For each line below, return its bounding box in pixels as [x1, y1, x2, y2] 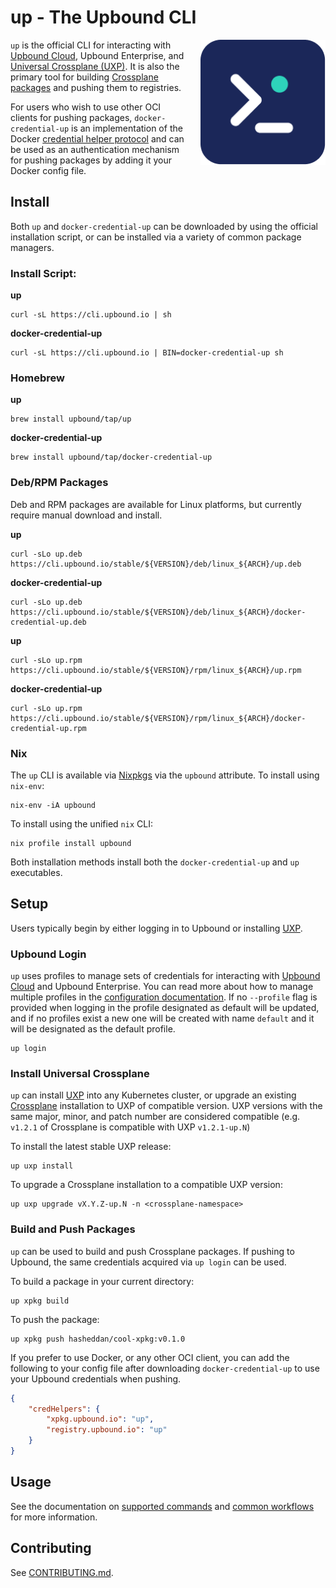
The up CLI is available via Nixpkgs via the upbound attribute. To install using [10, 769, 320, 781]
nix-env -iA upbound [10, 800, 97, 810]
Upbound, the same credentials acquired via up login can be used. [10, 1256, 287, 1268]
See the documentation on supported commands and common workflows [10, 1500, 315, 1512]
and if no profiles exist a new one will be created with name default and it [10, 1012, 315, 1025]
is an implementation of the [71, 122, 183, 134]
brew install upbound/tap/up [10, 414, 132, 425]
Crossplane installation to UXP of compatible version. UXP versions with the [10, 1100, 323, 1112]
